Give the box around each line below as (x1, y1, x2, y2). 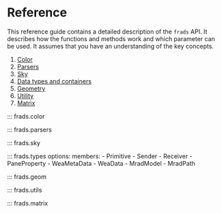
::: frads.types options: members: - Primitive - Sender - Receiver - (7, 152, 193, 160)
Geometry (16, 84, 46, 92)
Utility (16, 91, 34, 100)
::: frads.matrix (7, 199, 48, 207)
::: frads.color (7, 112, 45, 121)
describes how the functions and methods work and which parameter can (7, 34, 215, 42)
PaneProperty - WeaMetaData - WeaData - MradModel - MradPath (7, 159, 196, 167)
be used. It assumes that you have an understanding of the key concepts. (7, 42, 214, 50)
